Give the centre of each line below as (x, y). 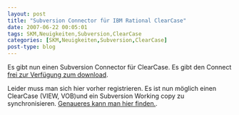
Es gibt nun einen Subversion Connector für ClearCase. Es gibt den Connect (119, 67)
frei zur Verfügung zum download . (58, 75)
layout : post (27, 14)
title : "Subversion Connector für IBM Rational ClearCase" (97, 21)
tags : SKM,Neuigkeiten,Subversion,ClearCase (75, 34)
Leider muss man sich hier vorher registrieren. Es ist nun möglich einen (112, 88)
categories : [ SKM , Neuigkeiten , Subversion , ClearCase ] (87, 40)
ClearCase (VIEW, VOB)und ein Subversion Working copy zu (96, 96)
